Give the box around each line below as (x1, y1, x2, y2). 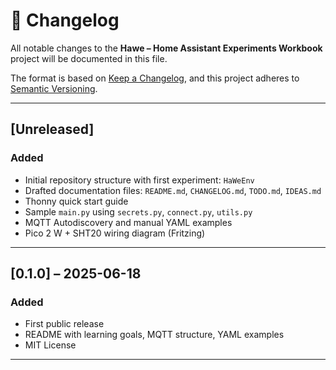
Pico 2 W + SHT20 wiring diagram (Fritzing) (24, 227, 206, 239)
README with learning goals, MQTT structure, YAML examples (24, 329, 285, 341)
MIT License (24, 339, 77, 351)
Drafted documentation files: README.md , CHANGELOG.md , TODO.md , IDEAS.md (24, 184, 322, 196)
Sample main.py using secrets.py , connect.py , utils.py (24, 205, 253, 218)
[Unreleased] (10, 121, 95, 138)
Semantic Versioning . (10, 82, 98, 94)
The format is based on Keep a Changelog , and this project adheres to (10, 72, 300, 84)
